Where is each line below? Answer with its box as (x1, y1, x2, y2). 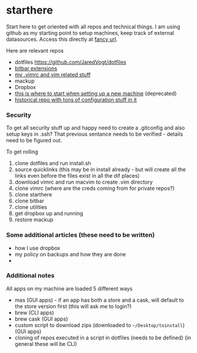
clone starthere (14, 191, 52, 198)
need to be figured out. (6, 137, 62, 144)
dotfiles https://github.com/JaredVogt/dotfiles (14, 58, 127, 66)
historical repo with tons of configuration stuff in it (14, 96, 137, 103)
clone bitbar (14, 197, 44, 204)
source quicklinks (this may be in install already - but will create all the (14, 166, 186, 173)
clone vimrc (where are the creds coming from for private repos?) (14, 185, 175, 192)
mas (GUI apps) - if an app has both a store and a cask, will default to (14, 296, 185, 303)
